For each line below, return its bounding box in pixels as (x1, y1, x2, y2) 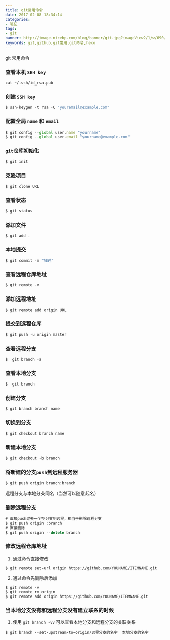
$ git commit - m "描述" (5, 258, 54, 263)
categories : (5, 17, 30, 22)
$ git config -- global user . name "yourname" (5, 130, 101, 135)
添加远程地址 (5, 295, 37, 303)
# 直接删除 (5, 525, 25, 530)
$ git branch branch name (5, 406, 60, 411)
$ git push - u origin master (5, 332, 67, 337)
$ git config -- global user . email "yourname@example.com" (5, 135, 130, 140)
